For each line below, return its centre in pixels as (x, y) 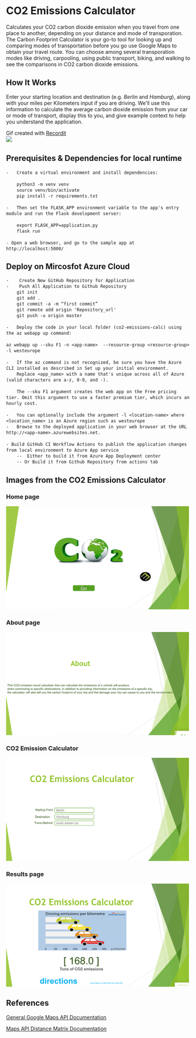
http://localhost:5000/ (35, 249)
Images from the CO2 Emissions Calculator (86, 480)
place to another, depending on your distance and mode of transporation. (94, 33)
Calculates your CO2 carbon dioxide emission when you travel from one (93, 27)
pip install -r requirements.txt (57, 196)
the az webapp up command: (39, 334)
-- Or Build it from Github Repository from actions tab (87, 462)
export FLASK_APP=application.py (57, 225)
